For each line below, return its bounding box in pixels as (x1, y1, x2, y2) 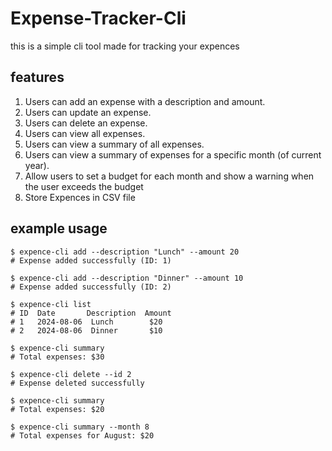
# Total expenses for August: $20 (10, 430, 155, 441)
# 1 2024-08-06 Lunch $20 (10, 317, 163, 327)
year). (24, 159, 50, 171)
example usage (10, 220, 108, 237)
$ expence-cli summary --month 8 (10, 422, 150, 432)
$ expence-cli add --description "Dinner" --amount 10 (10, 273, 244, 283)
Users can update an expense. (24, 106, 152, 118)
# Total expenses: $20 (10, 404, 105, 414)
